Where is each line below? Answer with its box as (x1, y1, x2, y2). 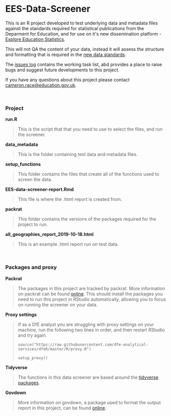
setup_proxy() (17, 355, 48, 360)
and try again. (17, 332, 47, 338)
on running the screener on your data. (17, 301, 98, 307)
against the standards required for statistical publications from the (5, 25, 144, 31)
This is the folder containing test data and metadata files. (17, 151, 138, 158)
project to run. (17, 221, 48, 227)
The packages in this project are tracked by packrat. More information (17, 285, 165, 291)
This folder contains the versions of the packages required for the (17, 216, 157, 222)
